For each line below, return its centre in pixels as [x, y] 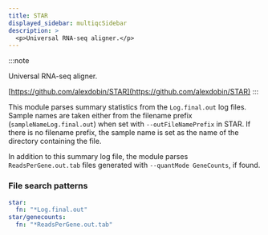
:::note [19, 61]
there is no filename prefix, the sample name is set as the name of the [124, 133]
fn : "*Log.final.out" [52, 210]
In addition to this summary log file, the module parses [98, 157]
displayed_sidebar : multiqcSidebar [68, 23]
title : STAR [28, 16]
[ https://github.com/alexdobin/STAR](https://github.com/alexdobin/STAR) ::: [134, 92]
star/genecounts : [37, 217]
